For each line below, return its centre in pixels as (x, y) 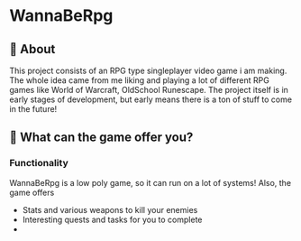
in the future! (33, 109)
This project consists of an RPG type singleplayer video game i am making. (148, 70)
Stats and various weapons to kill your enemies (110, 209)
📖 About (32, 49)
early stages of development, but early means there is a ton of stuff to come (151, 99)
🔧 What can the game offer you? (101, 138)
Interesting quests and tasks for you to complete (112, 219)
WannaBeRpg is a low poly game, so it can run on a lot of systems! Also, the (150, 182)
